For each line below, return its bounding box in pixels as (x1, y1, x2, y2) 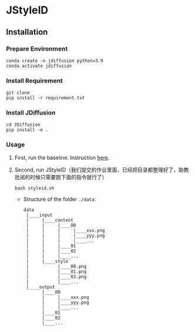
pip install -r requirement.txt (6, 95, 85, 101)
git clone (6, 90, 30, 96)
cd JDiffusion (6, 122, 41, 128)
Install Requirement (6, 76, 63, 85)
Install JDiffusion (6, 109, 56, 117)
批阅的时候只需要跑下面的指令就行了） (14, 173, 107, 180)
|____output (26, 284, 56, 290)
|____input (26, 212, 53, 218)
